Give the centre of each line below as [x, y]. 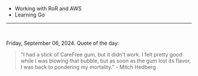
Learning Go [30, 15]
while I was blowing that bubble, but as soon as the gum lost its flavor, [105, 61]
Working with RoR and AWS [48, 9]
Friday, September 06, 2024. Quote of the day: [63, 43]
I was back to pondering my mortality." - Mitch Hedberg [88, 67]
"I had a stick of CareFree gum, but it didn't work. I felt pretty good [101, 54]
